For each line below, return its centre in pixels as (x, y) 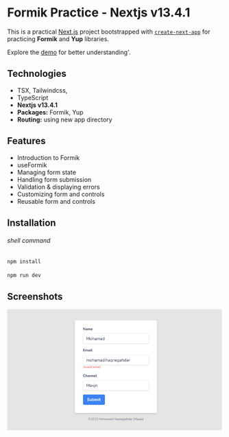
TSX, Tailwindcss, (42, 90)
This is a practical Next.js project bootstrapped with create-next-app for (109, 32)
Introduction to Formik (48, 157)
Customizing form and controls (61, 194)
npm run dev (24, 276)
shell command (29, 240)
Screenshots (35, 296)
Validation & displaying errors (59, 187)
